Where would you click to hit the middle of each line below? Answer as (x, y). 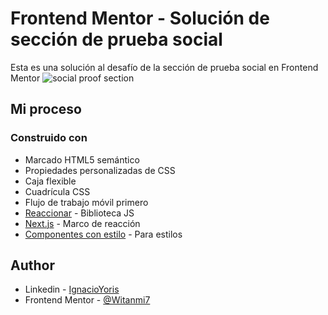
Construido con (49, 138)
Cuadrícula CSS (57, 191)
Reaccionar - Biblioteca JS (79, 213)
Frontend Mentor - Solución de (140, 18)
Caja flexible (50, 181)
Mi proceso (46, 109)
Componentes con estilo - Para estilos (103, 234)
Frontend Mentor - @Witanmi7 (87, 300)
